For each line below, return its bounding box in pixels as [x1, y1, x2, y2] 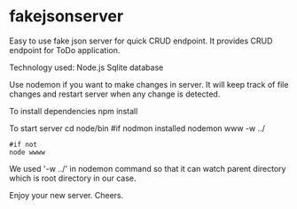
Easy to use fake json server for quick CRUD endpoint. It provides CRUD [9, 35, 273, 46]
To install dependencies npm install [9, 105, 138, 116]
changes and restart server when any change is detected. [9, 89, 221, 99]
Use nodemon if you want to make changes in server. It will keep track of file [9, 79, 289, 89]
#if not [9, 140, 38, 149]
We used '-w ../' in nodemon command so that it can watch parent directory [9, 163, 286, 174]
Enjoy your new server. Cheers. [9, 190, 124, 200]
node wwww [9, 148, 46, 157]
